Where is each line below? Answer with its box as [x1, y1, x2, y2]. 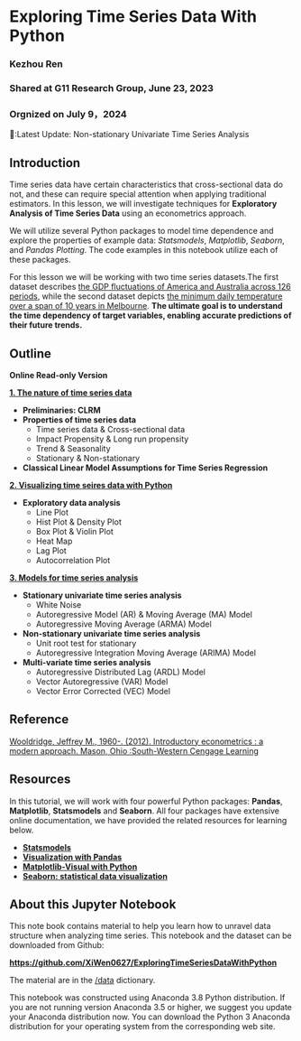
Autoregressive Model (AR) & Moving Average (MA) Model [35, 609, 252, 619]
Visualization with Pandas [22, 851, 123, 862]
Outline [9, 346, 51, 361]
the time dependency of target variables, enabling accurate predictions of [9, 310, 292, 321]
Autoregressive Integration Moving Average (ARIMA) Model [35, 647, 257, 658]
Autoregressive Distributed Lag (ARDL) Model [35, 666, 205, 677]
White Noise [35, 599, 82, 610]
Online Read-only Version [9, 369, 108, 380]
